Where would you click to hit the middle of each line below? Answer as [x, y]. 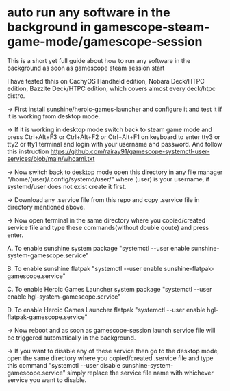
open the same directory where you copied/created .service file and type [110, 358]
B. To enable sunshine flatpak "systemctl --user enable [85, 268]
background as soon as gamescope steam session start [86, 68]
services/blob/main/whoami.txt [51, 158]
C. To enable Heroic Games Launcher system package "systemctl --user [110, 289]
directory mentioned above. [46, 207]
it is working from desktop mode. [54, 116]
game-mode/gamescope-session [105, 42]
